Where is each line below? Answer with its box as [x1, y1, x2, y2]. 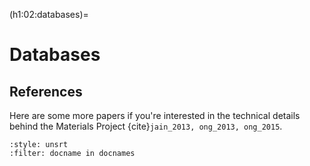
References [9, 83, 83, 100]
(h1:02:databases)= [9, 9, 89, 20]
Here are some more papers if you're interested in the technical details [9, 110, 301, 121]
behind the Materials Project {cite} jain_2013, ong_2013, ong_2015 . [9, 120, 283, 132]
